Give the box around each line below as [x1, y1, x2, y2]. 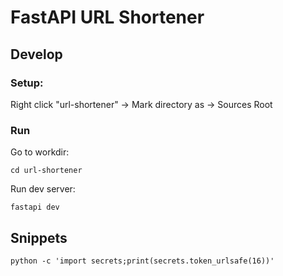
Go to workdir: [10, 146, 70, 158]
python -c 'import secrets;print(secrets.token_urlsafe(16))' [10, 256, 275, 266]
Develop [10, 46, 63, 63]
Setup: [10, 76, 44, 90]
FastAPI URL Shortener [10, 6, 205, 29]
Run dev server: [10, 183, 76, 195]
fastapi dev [10, 202, 60, 213]
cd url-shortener [10, 166, 83, 176]
